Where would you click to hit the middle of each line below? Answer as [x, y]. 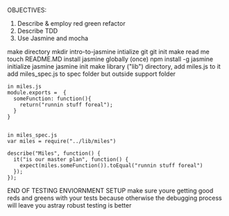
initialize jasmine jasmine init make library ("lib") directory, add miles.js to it [114, 66]
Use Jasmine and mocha [53, 38]
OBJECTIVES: [27, 10]
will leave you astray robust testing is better [69, 205]
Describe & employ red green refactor [71, 23]
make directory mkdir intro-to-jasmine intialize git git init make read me [108, 52]
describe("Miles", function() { [54, 153]
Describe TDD [37, 31]
